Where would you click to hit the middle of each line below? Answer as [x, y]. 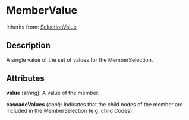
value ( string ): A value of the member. [53, 93]
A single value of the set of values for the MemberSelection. [80, 59]
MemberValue [42, 10]
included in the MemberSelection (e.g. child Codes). [70, 110]
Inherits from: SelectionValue [42, 27]
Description [28, 45]
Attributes [25, 79]
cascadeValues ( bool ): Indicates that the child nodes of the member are [94, 104]
